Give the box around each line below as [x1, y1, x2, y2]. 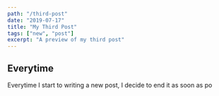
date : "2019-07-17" [7, 17, 65, 24]
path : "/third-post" [7, 10, 69, 18]
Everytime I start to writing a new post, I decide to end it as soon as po [7, 81, 213, 89]
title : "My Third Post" [7, 23, 78, 30]
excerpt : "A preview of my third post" [7, 36, 125, 43]
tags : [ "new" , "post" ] [7, 29, 74, 37]
